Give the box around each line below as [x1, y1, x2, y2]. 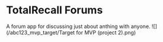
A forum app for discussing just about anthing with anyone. [6, 23, 151, 30]
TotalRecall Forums [6, 3, 103, 17]
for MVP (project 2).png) [76, 29, 136, 36]
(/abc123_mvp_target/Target [6, 29, 75, 36]
